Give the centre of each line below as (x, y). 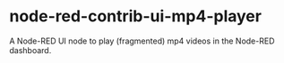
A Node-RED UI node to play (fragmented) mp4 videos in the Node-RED (142, 41)
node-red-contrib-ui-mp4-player (136, 16)
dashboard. (30, 50)
